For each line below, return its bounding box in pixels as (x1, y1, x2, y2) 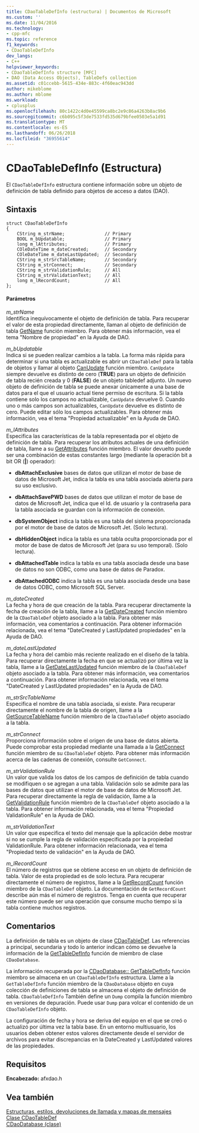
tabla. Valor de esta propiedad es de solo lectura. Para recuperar (6, 872, 165, 879)
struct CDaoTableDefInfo (6, 220, 68, 226)
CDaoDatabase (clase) (6, 1121, 61, 1128)
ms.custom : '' (6, 14, 42, 20)
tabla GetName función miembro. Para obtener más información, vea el (6, 327, 181, 334)
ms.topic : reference (6, 36, 58, 42)
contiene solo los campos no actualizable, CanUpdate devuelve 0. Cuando (6, 396, 185, 403)
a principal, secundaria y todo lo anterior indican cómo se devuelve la (6, 943, 176, 951)
